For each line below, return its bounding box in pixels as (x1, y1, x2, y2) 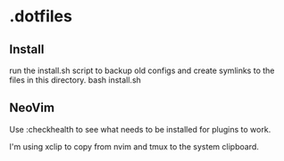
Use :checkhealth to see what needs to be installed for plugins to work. (9, 124, 271, 134)
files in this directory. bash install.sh (9, 75, 141, 85)
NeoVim (9, 101, 55, 116)
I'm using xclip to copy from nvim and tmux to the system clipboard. (9, 141, 259, 152)
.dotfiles (9, 6, 73, 27)
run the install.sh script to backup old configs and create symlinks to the (9, 65, 275, 76)
